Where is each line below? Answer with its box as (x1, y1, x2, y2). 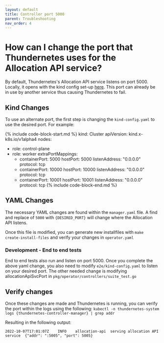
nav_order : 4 (5, 21, 32, 26)
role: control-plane (12, 146, 50, 152)
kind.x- (129, 131, 143, 137)
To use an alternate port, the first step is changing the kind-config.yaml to (5, 116, 155, 122)
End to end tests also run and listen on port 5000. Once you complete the (5, 258, 153, 264)
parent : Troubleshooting (5, 16, 56, 21)
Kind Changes (5, 103, 49, 112)
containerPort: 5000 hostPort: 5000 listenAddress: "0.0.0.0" (19, 156, 141, 162)
